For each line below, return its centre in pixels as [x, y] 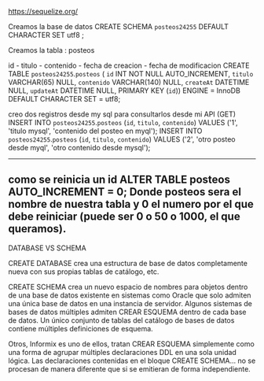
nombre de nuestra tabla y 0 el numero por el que [131, 204]
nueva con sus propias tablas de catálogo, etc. [84, 272]
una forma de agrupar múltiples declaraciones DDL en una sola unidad [123, 352]
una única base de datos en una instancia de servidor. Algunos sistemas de [130, 303]
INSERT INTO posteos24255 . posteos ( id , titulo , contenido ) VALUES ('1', [123, 122]
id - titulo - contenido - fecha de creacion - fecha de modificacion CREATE [129, 65]
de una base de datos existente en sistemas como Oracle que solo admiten [130, 295]
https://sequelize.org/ [43, 11]
